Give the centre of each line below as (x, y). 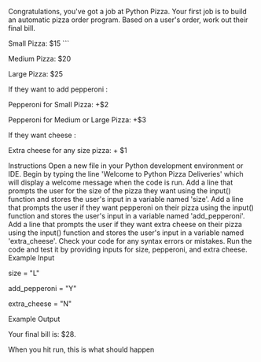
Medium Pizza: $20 (40, 59)
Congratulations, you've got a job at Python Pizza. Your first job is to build (128, 11)
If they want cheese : (42, 135)
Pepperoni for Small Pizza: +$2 (58, 104)
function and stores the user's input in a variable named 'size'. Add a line (126, 199)
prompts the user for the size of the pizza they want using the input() (119, 191)
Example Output (34, 319)
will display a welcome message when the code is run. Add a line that (121, 182)
